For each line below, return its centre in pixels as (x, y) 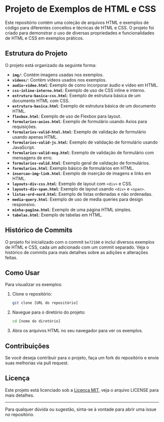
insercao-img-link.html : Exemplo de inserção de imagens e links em (82, 173)
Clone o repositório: (32, 294)
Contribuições (27, 346)
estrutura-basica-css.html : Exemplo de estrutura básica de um (76, 95)
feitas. (11, 257)
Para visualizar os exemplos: (34, 285)
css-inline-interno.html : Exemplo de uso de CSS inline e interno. (79, 90)
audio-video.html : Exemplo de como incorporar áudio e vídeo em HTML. (85, 85)
